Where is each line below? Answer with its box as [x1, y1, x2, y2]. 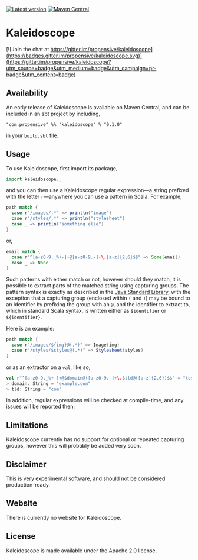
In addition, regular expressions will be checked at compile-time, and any [6, 397, 184, 404]
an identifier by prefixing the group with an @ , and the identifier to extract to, [6, 301, 190, 308]
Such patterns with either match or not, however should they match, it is [6, 276, 181, 283]
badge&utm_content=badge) [6, 71, 76, 78]
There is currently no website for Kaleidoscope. [6, 514, 122, 521]
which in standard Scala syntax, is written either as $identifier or [6, 307, 167, 315]
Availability [6, 88, 48, 98]
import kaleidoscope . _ [6, 176, 62, 182]
